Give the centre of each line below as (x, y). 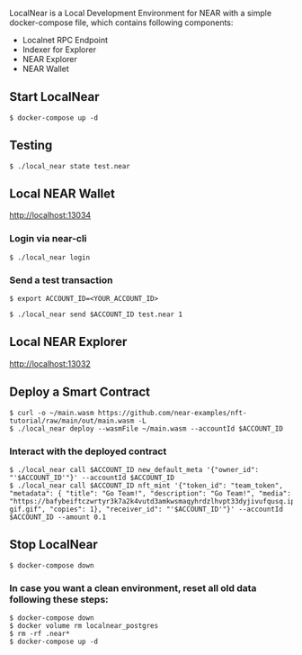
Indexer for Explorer (59, 50)
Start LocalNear (55, 97)
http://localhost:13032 (50, 363)
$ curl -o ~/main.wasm (52, 413)
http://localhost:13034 (50, 215)
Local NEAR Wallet (62, 194)
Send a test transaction (61, 280)
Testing (31, 146)
